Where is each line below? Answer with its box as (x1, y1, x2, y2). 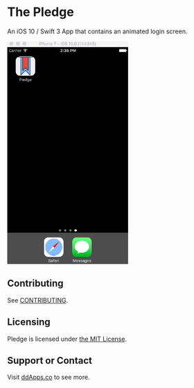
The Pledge (7, 4, 74, 20)
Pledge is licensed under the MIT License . (7, 335, 127, 343)
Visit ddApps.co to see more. (7, 373, 90, 382)
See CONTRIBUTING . (7, 296, 68, 304)
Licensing (7, 317, 51, 328)
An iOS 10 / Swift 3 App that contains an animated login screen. (7, 27, 188, 35)
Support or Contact (7, 355, 92, 366)
